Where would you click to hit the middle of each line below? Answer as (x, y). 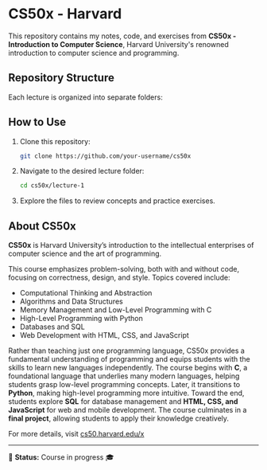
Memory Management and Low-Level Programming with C (116, 310)
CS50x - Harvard (65, 14)
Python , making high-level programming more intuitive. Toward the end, (126, 393)
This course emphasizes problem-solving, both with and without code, (124, 269)
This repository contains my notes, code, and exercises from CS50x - (122, 36)
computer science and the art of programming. (85, 254)
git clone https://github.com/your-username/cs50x (105, 156)
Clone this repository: (55, 141)
